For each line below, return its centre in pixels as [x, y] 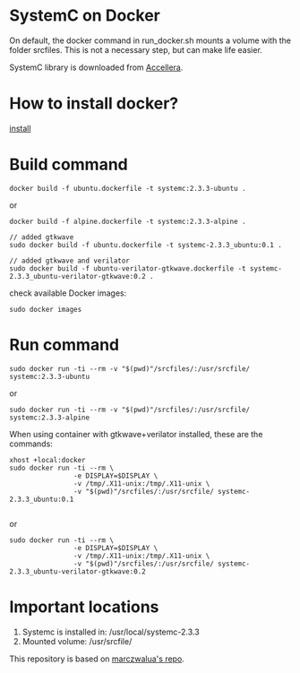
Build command [69, 164]
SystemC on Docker [85, 16]
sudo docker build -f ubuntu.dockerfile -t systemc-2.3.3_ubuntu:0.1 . [146, 245]
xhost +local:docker [48, 460]
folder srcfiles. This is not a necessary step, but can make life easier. [136, 49]
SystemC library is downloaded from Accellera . [96, 67]
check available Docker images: [68, 293]
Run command [64, 345]
